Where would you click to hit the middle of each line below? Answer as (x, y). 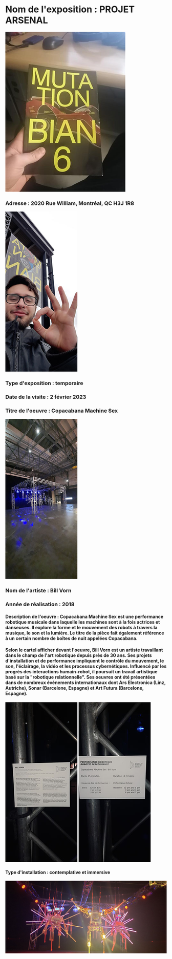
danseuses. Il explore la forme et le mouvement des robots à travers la (81, 627)
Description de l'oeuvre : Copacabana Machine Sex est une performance (84, 616)
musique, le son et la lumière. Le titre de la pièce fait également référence (85, 633)
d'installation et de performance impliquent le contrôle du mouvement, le (85, 661)
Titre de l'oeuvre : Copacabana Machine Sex (62, 411)
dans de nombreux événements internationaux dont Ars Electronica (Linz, (85, 683)
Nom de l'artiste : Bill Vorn (38, 591)
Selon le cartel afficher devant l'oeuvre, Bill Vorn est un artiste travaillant (84, 650)
